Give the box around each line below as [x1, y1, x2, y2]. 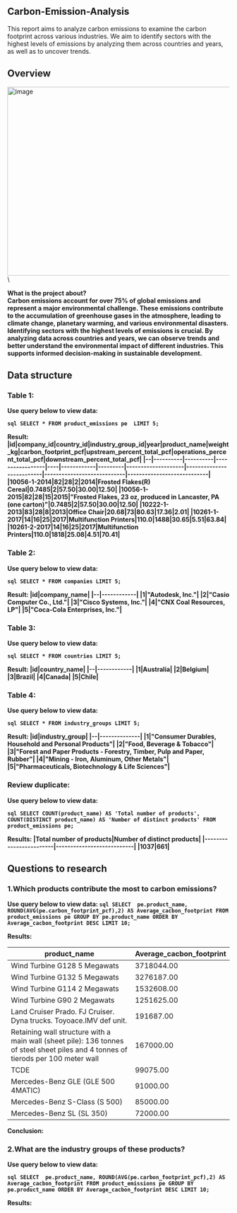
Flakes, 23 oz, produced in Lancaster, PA [97, 493, 220, 501]
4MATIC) [11, 1086, 41, 1096]
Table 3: [7, 622, 36, 632]
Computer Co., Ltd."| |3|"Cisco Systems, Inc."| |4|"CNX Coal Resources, [7, 598, 226, 606]
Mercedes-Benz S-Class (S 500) [11, 1097, 123, 1107]
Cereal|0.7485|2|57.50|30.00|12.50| [7, 485, 118, 494]
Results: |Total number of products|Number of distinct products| [7, 835, 201, 843]
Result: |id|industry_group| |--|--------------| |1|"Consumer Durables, [7, 732, 217, 741]
